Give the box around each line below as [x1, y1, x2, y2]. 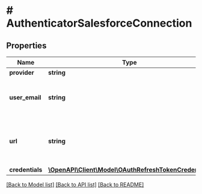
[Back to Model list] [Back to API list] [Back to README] [6, 181, 144, 188]
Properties [6, 40, 47, 51]
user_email [9, 93, 41, 101]
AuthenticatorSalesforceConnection [6, 16, 192, 30]
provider [9, 69, 34, 77]
